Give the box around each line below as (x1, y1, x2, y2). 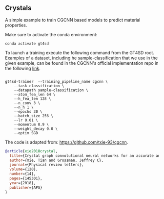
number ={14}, (9, 172, 36, 176)
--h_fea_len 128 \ (14, 96, 51, 101)
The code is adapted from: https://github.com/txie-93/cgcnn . (5, 139, 128, 145)
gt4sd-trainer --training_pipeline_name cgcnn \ (5, 79, 108, 84)
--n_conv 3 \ (14, 100, 41, 105)
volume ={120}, (9, 167, 38, 172)
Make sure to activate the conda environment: (5, 31, 98, 37)
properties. (5, 22, 27, 28)
